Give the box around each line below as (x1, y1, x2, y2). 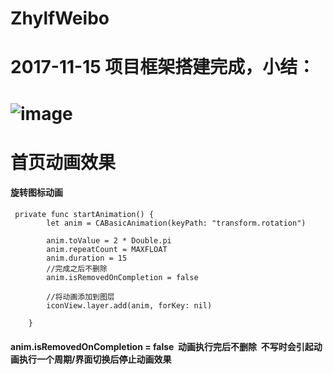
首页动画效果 (10, 151, 117, 174)
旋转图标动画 (10, 187, 63, 199)
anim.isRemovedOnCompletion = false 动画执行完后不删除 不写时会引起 (10, 340, 314, 352)
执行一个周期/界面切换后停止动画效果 (18, 353, 172, 365)
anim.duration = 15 (46, 253, 128, 263)
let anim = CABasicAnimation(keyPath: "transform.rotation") (46, 218, 307, 228)
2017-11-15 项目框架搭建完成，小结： (10, 56, 316, 79)
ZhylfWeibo (10, 7, 110, 30)
